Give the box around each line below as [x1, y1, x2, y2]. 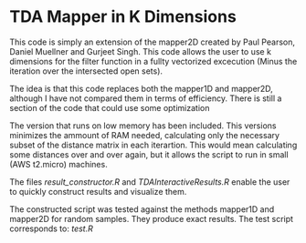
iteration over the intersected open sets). [9, 66, 163, 76]
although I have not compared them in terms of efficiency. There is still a [9, 93, 282, 104]
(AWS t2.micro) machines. [9, 158, 108, 169]
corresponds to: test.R [9, 223, 93, 234]
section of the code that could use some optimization [9, 102, 210, 113]
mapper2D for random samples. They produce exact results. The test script [9, 213, 294, 224]
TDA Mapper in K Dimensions [9, 6, 237, 27]
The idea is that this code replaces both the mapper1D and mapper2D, [9, 83, 274, 94]
